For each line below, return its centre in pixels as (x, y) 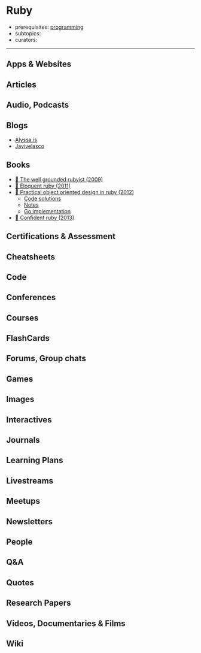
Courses (22, 318)
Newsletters (29, 522)
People (19, 542)
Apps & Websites (39, 64)
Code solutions (42, 198)
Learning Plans (35, 460)
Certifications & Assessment (61, 236)
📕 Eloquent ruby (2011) (42, 186)
